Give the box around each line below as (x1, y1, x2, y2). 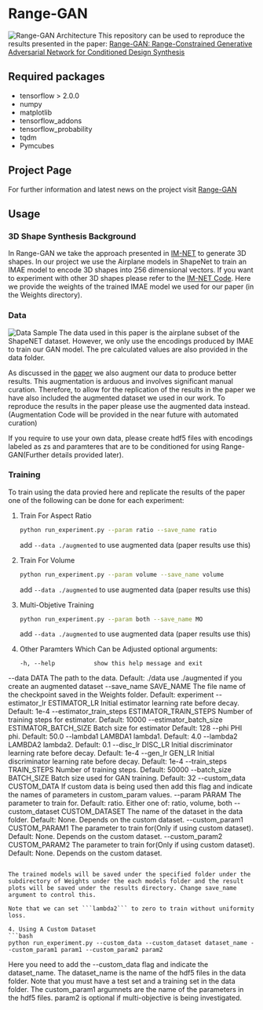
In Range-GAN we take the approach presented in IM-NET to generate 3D (8, 249, 247, 258)
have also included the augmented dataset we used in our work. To (8, 393, 225, 403)
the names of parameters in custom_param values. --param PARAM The (8, 790, 242, 800)
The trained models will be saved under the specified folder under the (8, 870, 251, 879)
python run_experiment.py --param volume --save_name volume (19, 571, 225, 578)
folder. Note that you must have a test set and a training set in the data (8, 976, 236, 986)
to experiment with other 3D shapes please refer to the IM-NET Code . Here (8, 274, 251, 283)
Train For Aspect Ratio (19, 511, 92, 520)
